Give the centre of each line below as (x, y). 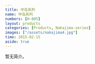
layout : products (23, 23)
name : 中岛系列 (19, 14)
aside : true (17, 42)
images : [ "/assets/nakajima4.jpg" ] (41, 32)
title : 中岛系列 (20, 10)
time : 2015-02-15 (23, 37)
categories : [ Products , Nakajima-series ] (48, 28)
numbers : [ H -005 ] (23, 19)
